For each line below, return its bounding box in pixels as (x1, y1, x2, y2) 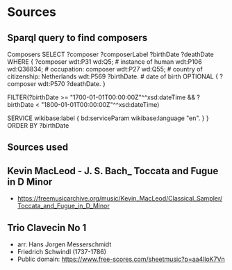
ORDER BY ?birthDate (7, 121, 69, 129)
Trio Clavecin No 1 (7, 221, 87, 233)
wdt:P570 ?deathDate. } (38, 80, 106, 87)
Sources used (7, 142, 68, 153)
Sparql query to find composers (7, 32, 148, 44)
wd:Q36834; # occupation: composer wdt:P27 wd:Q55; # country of (7, 65, 203, 73)
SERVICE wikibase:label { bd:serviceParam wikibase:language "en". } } (7, 114, 210, 122)
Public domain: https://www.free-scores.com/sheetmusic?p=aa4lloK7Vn (17, 255, 226, 264)
